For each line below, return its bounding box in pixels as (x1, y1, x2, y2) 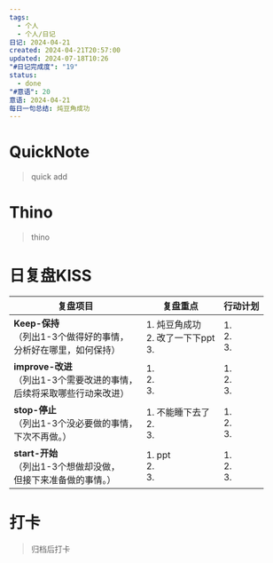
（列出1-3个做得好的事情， (13, 330, 129, 343)
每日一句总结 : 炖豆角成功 (9, 104, 90, 113)
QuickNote (9, 142, 90, 163)
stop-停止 (13, 404, 57, 416)
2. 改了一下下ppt (145, 332, 215, 345)
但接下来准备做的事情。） (13, 474, 117, 487)
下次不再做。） (13, 431, 73, 443)
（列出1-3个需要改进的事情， (13, 374, 138, 386)
